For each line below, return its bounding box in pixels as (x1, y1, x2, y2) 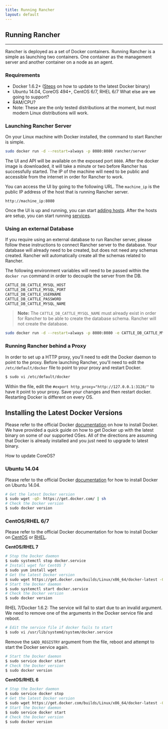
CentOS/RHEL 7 (5, 544, 38, 550)
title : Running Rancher (5, 7, 55, 13)
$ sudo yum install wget (5, 568, 57, 573)
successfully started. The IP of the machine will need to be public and (5, 168, 149, 174)
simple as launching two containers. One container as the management (5, 54, 152, 60)
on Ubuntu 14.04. (5, 482, 41, 488)
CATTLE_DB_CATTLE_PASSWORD (5, 296, 61, 301)
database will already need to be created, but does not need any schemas (5, 247, 158, 253)
